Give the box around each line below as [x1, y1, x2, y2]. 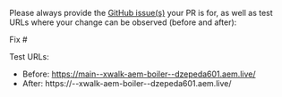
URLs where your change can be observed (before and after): [9, 17, 237, 28]
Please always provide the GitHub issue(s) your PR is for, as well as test [9, 8, 273, 18]
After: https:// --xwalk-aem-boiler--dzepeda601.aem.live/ [21, 78, 232, 88]
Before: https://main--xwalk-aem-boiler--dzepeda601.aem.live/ [21, 69, 256, 79]
